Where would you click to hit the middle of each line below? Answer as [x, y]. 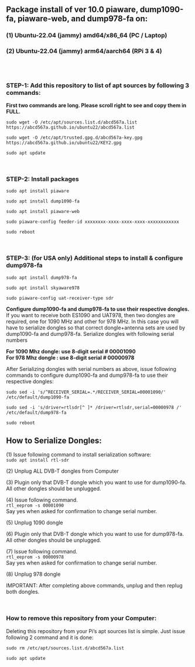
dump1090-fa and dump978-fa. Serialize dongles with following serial [90, 333]
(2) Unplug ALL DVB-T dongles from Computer [62, 471]
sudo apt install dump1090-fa [43, 201]
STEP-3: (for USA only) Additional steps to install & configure [95, 258]
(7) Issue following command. [42, 552]
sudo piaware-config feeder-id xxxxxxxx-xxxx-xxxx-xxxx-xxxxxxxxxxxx [93, 222]
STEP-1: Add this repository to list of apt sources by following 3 [97, 85]
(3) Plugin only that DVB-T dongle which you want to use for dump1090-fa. [96, 483]
